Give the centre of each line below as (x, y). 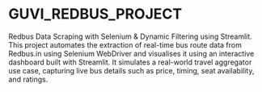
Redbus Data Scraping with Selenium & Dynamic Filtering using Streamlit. (130, 36)
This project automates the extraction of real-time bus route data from (125, 44)
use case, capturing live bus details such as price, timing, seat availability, (131, 70)
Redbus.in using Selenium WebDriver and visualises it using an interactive (131, 53)
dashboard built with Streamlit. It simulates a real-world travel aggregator (130, 62)
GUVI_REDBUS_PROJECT (95, 14)
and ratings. (28, 79)
